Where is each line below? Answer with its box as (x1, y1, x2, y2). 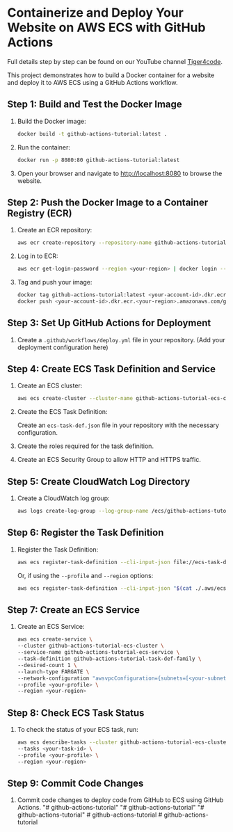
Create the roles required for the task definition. (17, 442, 154, 450)
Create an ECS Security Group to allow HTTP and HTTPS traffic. (17, 456, 202, 464)
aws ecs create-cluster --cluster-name (17, 395, 134, 402)
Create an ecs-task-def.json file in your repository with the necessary (17, 421, 219, 429)
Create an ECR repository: (17, 226, 93, 234)
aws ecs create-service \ (17, 636, 93, 643)
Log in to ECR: (17, 252, 58, 260)
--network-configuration (17, 675, 90, 682)
